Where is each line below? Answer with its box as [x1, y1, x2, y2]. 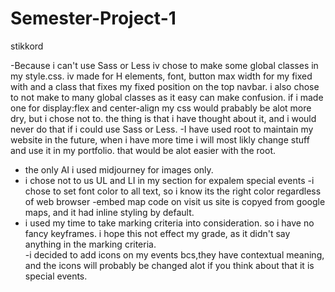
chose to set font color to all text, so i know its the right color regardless [24, 185, 322, 197]
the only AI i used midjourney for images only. [24, 163, 214, 176]
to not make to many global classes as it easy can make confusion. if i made [10, 91, 324, 103]
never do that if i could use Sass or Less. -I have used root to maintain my [10, 123, 314, 135]
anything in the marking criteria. [24, 238, 157, 250]
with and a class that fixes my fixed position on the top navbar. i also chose [10, 80, 320, 92]
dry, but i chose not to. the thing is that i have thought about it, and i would [10, 112, 317, 124]
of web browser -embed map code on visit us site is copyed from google [24, 195, 326, 207]
